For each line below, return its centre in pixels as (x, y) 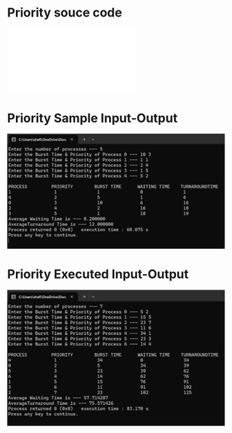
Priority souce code (65, 13)
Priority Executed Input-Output (98, 274)
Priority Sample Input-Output (93, 118)
